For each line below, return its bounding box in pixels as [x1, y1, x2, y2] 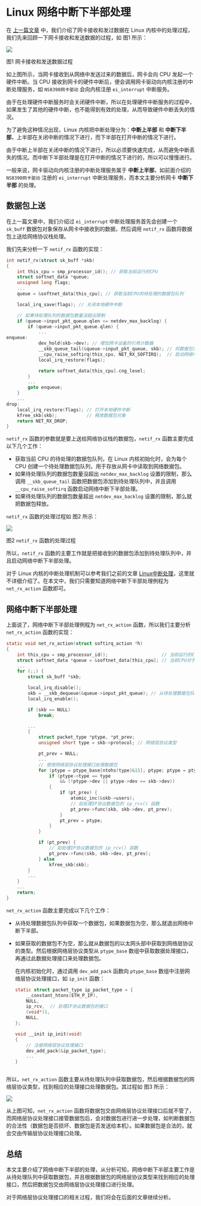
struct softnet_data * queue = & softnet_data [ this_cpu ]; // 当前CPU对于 [17, 657, 196, 663]
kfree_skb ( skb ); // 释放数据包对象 [17, 412, 126, 418]
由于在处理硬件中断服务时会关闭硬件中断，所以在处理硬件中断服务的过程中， [6, 98, 195, 105]
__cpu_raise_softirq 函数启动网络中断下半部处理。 [14, 485, 141, 492]
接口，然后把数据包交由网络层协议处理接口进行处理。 [6, 1181, 138, 1188]
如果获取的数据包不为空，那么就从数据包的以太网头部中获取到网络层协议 [14, 939, 193, 947]
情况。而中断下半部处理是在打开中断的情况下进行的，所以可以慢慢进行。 [16, 153, 195, 161]
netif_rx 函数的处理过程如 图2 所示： [6, 513, 99, 520]
